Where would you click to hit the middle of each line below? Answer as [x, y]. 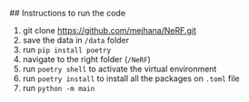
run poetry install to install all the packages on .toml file [131, 79]
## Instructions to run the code [67, 13]
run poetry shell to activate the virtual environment [120, 69]
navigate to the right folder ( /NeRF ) [87, 59]
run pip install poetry [67, 50]
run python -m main [59, 88]
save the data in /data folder [76, 40]
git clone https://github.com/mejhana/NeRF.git [110, 30]
